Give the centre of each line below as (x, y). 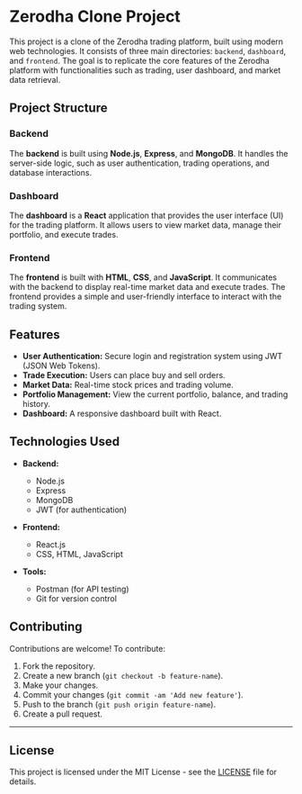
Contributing (46, 627)
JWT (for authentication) (81, 510)
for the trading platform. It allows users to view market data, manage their (145, 225)
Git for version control (76, 598)
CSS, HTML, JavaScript (79, 554)
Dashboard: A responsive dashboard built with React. (122, 414)
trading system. (38, 306)
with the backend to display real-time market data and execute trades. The (147, 287)
